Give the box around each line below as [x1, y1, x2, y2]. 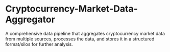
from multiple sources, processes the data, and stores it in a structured [5, 36, 155, 42]
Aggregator [5, 14, 55, 25]
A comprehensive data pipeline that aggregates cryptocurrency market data [5, 30, 165, 36]
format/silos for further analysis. [5, 41, 73, 47]
